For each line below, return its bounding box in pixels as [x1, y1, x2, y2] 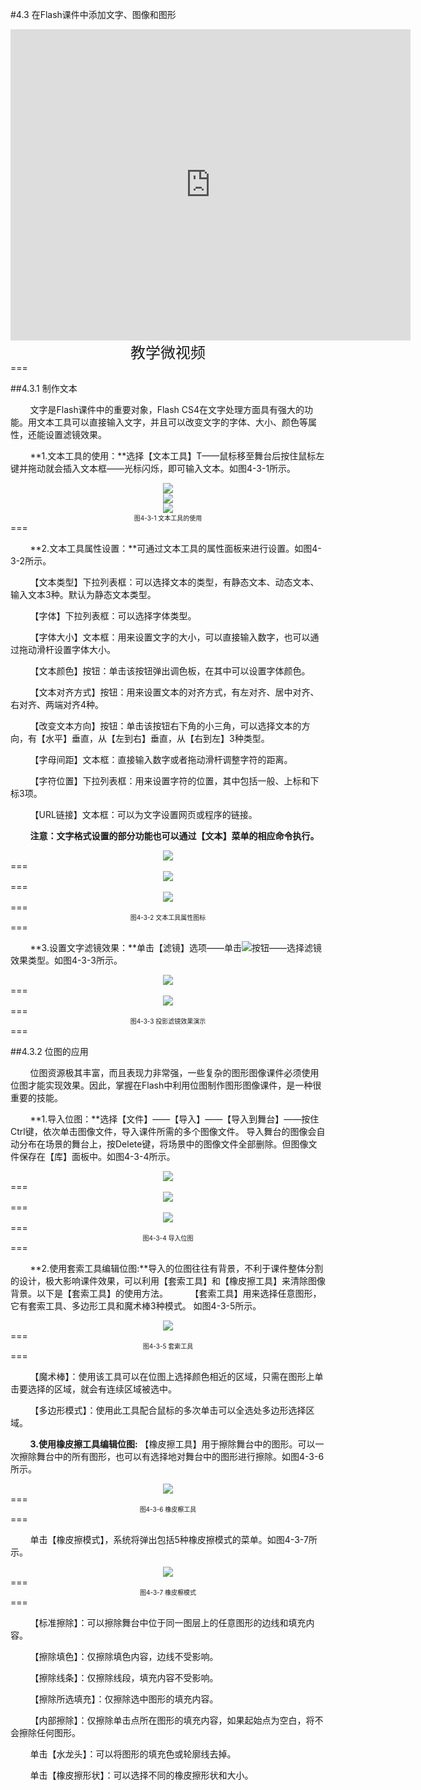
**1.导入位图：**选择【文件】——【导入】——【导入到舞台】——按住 [29, 1113, 320, 1125]
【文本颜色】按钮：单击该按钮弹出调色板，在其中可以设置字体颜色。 [29, 665, 311, 677]
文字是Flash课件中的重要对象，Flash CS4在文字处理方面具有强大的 [29, 404, 305, 415]
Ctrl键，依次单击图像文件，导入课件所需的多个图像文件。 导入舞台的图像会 [10, 1126, 317, 1137]
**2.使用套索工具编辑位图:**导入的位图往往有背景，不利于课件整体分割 [29, 1263, 324, 1274]
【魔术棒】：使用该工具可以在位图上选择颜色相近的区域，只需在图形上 [29, 1371, 315, 1382]
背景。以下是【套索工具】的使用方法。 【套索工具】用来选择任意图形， [10, 1288, 322, 1299]
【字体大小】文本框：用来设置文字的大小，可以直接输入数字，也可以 [29, 631, 311, 643]
